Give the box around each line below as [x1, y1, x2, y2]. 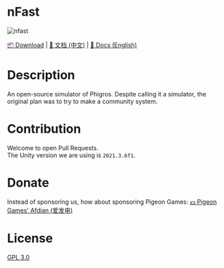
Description [7, 68, 75, 83]
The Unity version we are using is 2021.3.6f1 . [7, 151, 136, 159]
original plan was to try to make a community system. [7, 97, 158, 105]
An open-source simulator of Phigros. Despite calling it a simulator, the [7, 90, 207, 98]
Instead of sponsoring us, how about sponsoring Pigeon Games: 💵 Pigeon [7, 198, 217, 206]
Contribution [7, 121, 82, 137]
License [7, 230, 53, 246]
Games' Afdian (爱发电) [7, 206, 73, 214]
